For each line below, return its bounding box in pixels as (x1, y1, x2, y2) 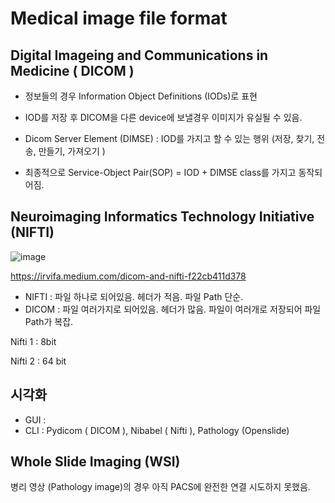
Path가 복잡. (24, 315, 74, 327)
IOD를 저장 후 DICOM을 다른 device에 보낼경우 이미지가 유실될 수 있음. (24, 112, 303, 123)
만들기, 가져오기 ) (38, 145, 106, 157)
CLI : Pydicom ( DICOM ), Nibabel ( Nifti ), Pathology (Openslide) (24, 424, 290, 436)
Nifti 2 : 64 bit (10, 355, 67, 367)
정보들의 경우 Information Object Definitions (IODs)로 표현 (24, 90, 258, 102)
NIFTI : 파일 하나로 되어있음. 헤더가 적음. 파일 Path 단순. (24, 290, 244, 302)
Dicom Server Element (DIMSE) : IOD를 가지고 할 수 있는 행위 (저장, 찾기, (24, 133, 315, 144)
